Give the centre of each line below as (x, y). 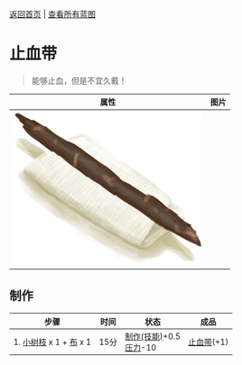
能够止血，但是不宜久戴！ (79, 80)
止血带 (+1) (208, 342)
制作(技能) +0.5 (153, 336)
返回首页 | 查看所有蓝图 (53, 14)
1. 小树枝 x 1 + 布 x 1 (52, 342)
